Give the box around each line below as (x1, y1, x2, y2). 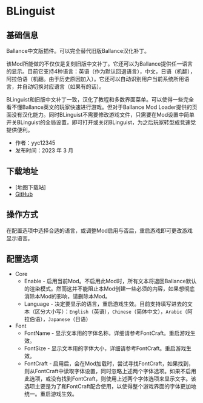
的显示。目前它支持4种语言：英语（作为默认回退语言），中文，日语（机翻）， (6, 68, 196, 75)
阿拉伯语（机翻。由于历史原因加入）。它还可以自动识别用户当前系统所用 (6, 75, 184, 83)
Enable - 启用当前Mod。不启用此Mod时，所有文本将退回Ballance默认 (24, 278, 197, 285)
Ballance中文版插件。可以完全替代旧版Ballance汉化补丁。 (6, 47, 150, 54)
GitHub (15, 190, 33, 198)
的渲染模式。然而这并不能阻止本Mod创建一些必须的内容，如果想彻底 (24, 285, 195, 292)
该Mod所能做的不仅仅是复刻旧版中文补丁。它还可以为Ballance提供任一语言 (6, 60, 193, 67)
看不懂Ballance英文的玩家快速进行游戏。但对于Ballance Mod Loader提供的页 (6, 103, 198, 111)
